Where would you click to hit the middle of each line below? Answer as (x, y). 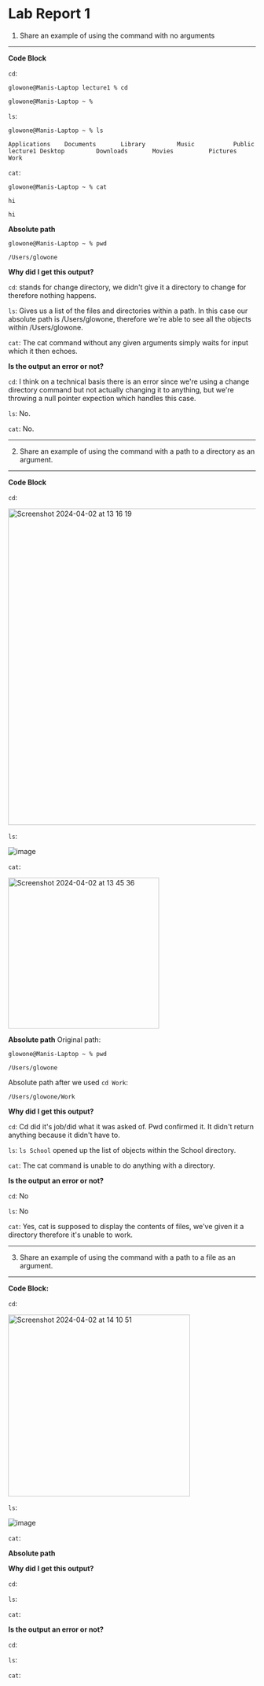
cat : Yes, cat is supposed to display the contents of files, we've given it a (126, 1226)
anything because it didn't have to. (64, 1135)
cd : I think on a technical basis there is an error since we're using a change (129, 381)
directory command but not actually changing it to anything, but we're (121, 389)
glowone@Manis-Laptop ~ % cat (58, 187)
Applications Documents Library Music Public (132, 144)
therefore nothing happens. (52, 295)
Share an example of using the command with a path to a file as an (127, 1257)
